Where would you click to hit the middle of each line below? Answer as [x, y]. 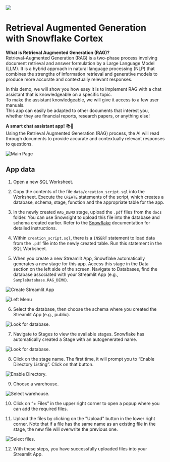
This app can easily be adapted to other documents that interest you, [77, 110]
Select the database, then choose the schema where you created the [85, 309]
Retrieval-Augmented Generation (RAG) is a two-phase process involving [82, 57]
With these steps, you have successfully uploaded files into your [80, 448]
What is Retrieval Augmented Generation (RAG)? [58, 52]
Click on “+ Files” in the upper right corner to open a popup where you [86, 403]
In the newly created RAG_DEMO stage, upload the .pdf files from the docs [87, 212]
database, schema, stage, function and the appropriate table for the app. [89, 202]
